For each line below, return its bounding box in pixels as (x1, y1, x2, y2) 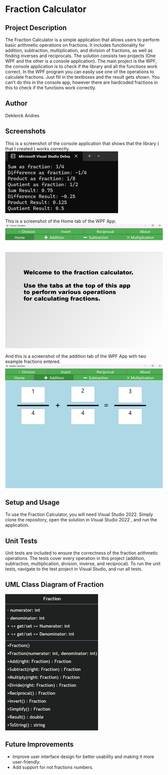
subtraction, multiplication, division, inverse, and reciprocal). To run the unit (5, 560, 161, 567)
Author (5, 99, 27, 108)
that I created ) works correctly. (5, 145, 70, 151)
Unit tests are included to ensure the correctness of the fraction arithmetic (5, 550, 158, 556)
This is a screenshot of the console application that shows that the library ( (5, 140, 159, 146)
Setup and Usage (5, 498, 60, 507)
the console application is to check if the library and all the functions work (5, 64, 157, 69)
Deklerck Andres (5, 112, 40, 118)
